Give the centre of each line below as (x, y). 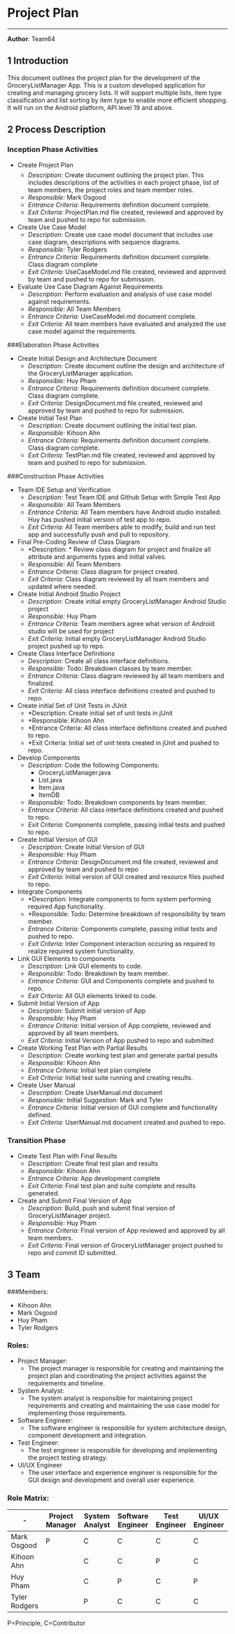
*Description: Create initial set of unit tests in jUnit (100, 713)
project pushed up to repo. (66, 646)
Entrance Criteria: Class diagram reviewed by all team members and (126, 676)
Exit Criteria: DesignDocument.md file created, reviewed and (115, 403)
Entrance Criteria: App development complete (94, 1178)
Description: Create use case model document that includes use (120, 235)
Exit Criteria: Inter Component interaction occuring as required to (121, 944)
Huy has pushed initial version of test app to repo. (100, 520)
